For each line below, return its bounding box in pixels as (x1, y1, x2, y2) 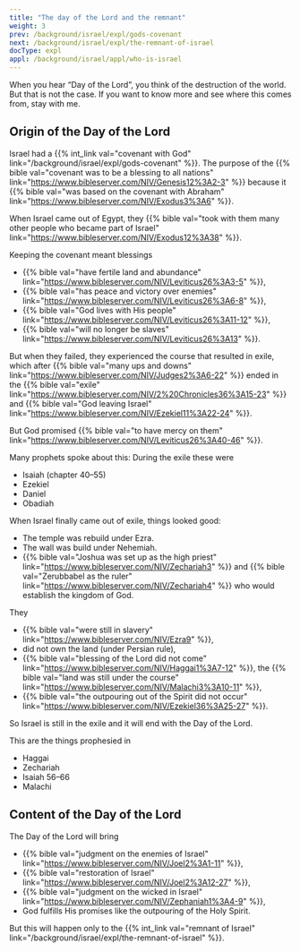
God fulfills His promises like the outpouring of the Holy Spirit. (21, 905, 251, 916)
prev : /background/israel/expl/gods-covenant (9, 30, 182, 39)
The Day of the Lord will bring (9, 830, 119, 842)
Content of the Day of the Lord (9, 807, 182, 822)
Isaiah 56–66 (21, 771, 70, 782)
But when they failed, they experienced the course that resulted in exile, (9, 350, 275, 361)
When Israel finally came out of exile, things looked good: (9, 515, 221, 526)
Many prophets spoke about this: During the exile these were (9, 451, 235, 462)
